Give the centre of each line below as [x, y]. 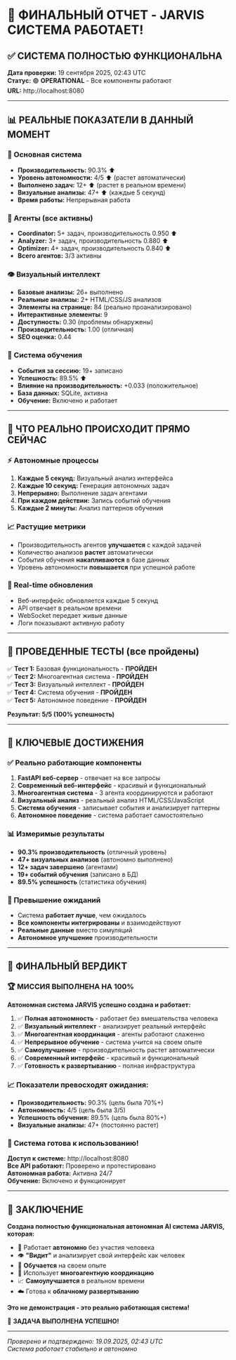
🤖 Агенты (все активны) [50, 218]
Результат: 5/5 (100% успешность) [61, 714]
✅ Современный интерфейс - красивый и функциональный [108, 1057]
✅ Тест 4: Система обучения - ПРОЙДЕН [70, 692]
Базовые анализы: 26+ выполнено [70, 292]
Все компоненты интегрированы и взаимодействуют [99, 923]
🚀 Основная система [45, 154]
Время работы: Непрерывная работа [74, 199]
